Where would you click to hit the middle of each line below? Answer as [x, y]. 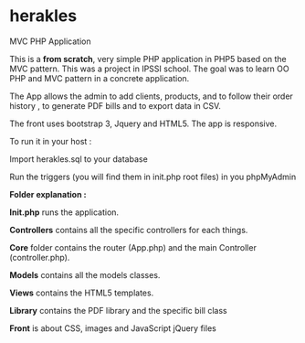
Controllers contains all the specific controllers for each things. [129, 230]
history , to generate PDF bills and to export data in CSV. [116, 105]
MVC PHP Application [50, 41]
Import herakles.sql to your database [79, 159]
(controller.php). [40, 257]
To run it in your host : [51, 141]
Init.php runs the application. [64, 212]
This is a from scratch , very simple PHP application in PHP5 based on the [148, 59]
